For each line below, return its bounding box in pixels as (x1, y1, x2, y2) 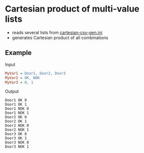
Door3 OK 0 (5, 132, 27, 137)
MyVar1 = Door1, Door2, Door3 (5, 71, 66, 76)
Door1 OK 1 (5, 102, 27, 107)
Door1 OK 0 (5, 98, 27, 103)
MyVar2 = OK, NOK (5, 75, 40, 80)
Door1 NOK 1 (5, 111, 29, 115)
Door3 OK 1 (5, 136, 27, 141)
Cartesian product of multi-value (5, 3, 140, 14)
